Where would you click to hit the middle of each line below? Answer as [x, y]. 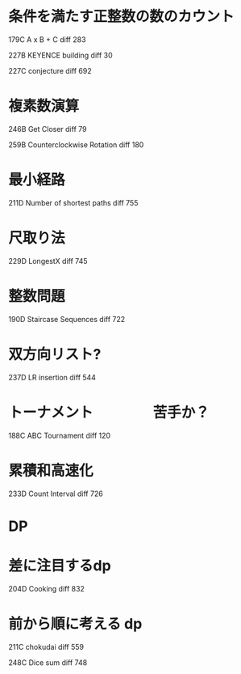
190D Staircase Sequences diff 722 [67, 319]
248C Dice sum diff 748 [48, 662]
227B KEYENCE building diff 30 [60, 55]
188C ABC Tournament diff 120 [60, 435]
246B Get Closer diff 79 [48, 129]
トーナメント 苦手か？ [109, 412]
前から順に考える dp [75, 623]
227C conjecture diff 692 [50, 70]
